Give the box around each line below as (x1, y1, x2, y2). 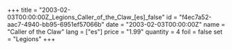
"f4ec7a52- (178, 13, 212, 21)
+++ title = (7, 6, 38, 14)
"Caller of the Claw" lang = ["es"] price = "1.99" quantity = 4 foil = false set (7, 27, 223, 36)
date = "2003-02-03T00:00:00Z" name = (105, 21, 226, 28)
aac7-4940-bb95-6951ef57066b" (7, 21, 105, 28)
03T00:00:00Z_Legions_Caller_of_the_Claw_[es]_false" (7, 13, 165, 21)
